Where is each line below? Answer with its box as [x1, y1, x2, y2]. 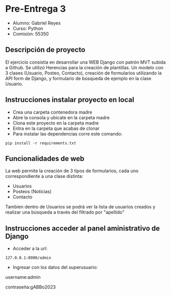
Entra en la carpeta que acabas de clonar [12, 125, 100, 131]
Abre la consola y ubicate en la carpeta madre [12, 114, 110, 120]
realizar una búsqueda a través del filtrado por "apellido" [5, 209, 125, 216]
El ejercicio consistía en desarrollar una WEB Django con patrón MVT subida [5, 59, 166, 65]
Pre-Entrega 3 [5, 3, 66, 15]
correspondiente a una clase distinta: [5, 173, 83, 179]
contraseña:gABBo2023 [5, 284, 56, 290]
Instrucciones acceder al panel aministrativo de [5, 224, 160, 232]
